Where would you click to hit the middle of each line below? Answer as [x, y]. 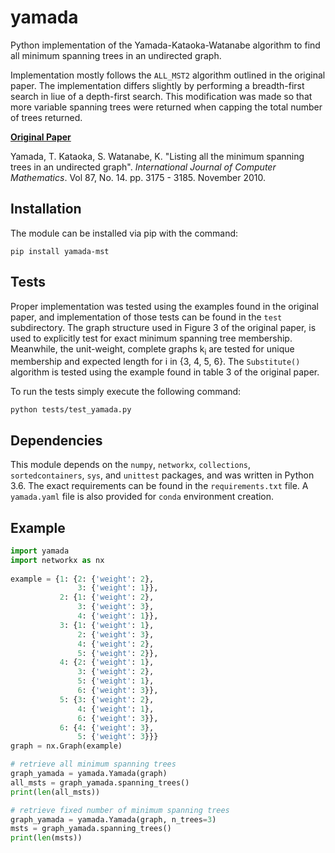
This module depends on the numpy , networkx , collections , [131, 465]
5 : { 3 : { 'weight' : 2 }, [107, 699]
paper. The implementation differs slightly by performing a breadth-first [157, 85]
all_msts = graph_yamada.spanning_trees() [100, 782]
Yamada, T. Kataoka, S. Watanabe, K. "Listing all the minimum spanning [157, 156]
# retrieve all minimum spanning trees [93, 764]
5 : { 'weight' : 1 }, [116, 681]
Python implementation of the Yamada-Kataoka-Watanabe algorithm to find [165, 45]
